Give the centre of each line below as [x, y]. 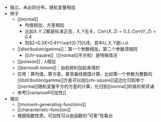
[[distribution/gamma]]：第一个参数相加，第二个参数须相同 [77, 49]
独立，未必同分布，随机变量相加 [42, 7]
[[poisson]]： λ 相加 [37, 61]
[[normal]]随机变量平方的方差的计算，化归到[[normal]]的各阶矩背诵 [86, 86]
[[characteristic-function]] [44, 110]
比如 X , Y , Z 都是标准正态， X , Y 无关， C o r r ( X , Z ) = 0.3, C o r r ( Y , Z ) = [90, 31]
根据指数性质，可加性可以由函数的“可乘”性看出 [65, 116]
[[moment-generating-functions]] [51, 104]
